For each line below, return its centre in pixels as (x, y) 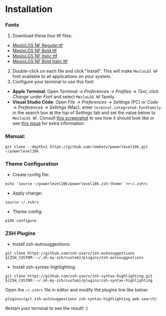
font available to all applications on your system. (62, 77)
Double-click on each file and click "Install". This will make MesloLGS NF (85, 71)
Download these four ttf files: (42, 36)
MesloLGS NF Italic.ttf (35, 56)
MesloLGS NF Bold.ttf (34, 51)
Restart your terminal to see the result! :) (47, 308)
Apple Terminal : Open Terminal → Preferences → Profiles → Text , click (85, 92)
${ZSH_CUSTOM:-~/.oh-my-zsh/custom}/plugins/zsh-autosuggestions (74, 258)
